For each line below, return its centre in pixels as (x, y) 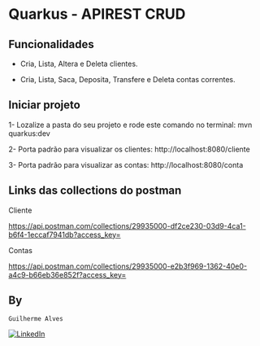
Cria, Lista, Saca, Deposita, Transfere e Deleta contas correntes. (128, 79)
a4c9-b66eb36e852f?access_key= (67, 274)
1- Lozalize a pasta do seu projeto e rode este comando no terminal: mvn (130, 125)
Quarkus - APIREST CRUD (97, 14)
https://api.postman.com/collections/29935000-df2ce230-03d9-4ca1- (127, 226)
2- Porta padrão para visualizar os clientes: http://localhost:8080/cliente (129, 149)
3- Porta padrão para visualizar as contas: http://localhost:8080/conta (126, 164)
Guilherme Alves (36, 319)
